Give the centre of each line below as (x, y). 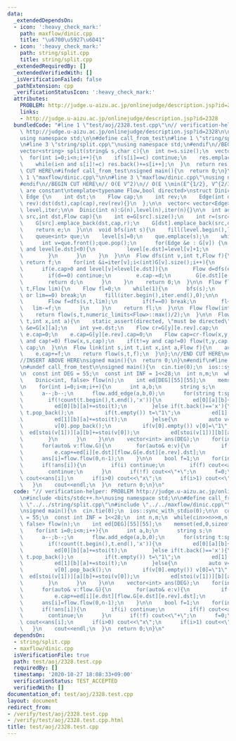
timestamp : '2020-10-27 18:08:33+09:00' (73, 675)
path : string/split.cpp (55, 53)
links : (29, 112)
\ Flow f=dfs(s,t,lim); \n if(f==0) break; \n (108, 302)
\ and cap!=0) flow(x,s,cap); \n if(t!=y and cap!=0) (104, 341)
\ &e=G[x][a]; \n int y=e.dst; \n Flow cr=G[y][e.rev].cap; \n (119, 328)
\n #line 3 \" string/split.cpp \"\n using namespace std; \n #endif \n (118, 145)
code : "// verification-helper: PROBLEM (73, 491)
